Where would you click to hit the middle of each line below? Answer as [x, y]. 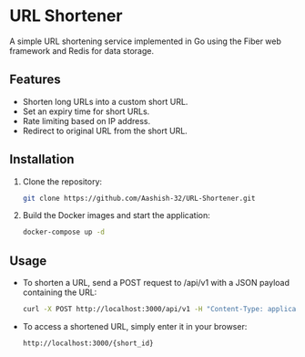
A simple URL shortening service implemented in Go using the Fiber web [146, 41]
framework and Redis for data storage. [82, 50]
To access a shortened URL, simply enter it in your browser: [135, 326]
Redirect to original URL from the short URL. [105, 131]
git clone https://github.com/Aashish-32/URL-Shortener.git [139, 198]
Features [35, 80]
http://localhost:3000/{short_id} [88, 343]
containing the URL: [60, 292]
